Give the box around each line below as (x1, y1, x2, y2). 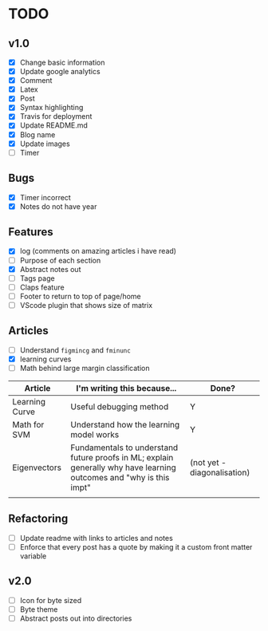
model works (70, 428, 120, 440)
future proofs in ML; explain (70, 452, 174, 463)
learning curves (19, 354, 72, 364)
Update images (19, 139, 70, 148)
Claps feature (19, 282, 65, 292)
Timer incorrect (19, 192, 72, 202)
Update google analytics (19, 67, 101, 77)
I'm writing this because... (75, 382, 177, 393)
